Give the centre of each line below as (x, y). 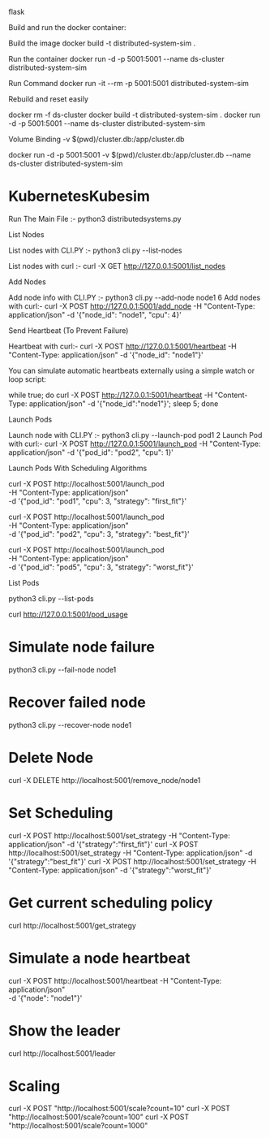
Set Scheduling (61, 813)
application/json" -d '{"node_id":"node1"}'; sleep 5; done (124, 403)
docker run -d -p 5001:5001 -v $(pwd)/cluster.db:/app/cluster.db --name (130, 155)
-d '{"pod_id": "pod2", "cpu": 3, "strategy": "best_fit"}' (99, 534)
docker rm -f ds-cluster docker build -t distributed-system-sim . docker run (135, 115)
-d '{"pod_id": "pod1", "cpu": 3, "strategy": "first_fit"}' (98, 501)
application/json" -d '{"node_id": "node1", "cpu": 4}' (95, 314)
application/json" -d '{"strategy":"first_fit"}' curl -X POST (103, 844)
